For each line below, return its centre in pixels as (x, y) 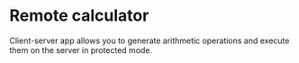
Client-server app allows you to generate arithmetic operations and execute (149, 40)
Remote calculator (79, 16)
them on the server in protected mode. (81, 49)
